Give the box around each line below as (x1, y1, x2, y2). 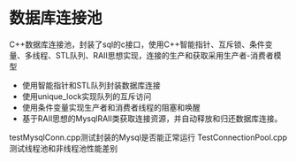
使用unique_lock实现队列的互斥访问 (21, 90, 152, 102)
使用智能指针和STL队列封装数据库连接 (21, 80, 161, 90)
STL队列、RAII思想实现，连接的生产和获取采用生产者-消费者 (55, 50, 274, 60)
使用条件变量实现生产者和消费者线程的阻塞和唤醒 (21, 102, 201, 112)
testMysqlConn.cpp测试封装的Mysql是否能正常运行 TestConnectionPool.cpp (9, 132, 287, 143)
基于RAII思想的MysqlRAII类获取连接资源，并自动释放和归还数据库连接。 (21, 112, 283, 124)
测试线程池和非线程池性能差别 (9, 143, 118, 153)
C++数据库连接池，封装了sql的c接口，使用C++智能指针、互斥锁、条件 (9, 39, 265, 50)
